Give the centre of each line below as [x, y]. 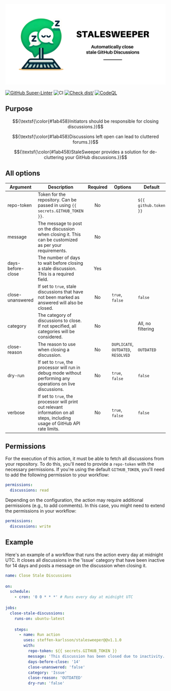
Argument [20, 187]
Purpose [19, 109]
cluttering [54, 157]
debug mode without [60, 373]
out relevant [50, 407]
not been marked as [59, 297]
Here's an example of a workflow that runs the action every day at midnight [84, 555]
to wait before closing [61, 263]
